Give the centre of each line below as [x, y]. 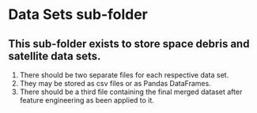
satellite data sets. [55, 56]
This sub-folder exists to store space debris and [129, 44]
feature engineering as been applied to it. [87, 100]
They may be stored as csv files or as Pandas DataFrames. [115, 83]
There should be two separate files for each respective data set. [124, 75]
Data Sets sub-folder [78, 15]
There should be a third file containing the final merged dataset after [131, 92]
